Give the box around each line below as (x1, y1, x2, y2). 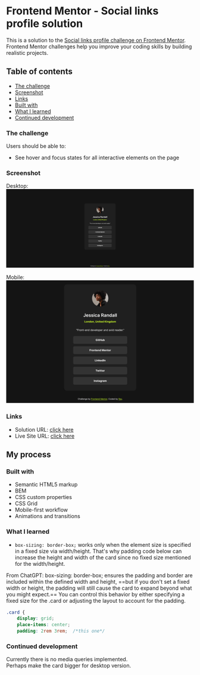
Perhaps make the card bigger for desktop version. (6, 662, 132, 669)
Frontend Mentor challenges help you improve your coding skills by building (6, 43, 192, 50)
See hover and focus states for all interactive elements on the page (14, 154, 180, 162)
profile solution (6, 17, 83, 30)
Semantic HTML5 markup (14, 481, 78, 488)
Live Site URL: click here (14, 432, 75, 439)
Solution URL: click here (14, 426, 74, 433)
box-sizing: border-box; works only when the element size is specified (14, 541, 192, 548)
